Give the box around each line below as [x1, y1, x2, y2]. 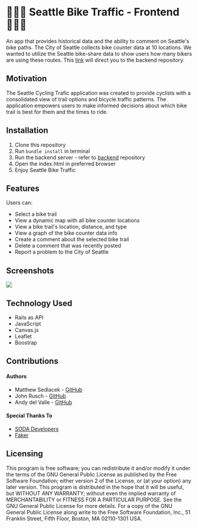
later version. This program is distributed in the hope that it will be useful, [6, 483, 184, 491]
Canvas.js [14, 327, 39, 334]
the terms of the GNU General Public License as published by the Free [6, 471, 177, 478]
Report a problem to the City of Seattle [14, 248, 109, 255]
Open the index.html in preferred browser [14, 160, 116, 167]
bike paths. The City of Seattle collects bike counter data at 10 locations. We [6, 44, 192, 51]
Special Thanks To [6, 412, 53, 420]
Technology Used [6, 298, 73, 308]
